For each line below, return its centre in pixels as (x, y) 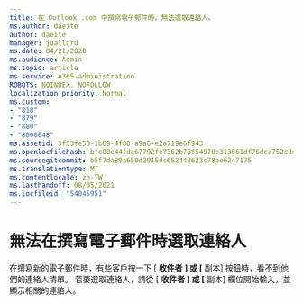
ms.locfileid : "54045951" (58, 194)
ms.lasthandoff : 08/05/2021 (62, 186)
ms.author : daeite (44, 26)
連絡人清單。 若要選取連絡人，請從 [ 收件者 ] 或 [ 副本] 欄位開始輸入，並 (158, 279)
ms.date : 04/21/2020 (48, 51)
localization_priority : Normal (68, 93)
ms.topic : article (44, 69)
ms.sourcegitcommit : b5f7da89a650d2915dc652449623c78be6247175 (131, 160)
